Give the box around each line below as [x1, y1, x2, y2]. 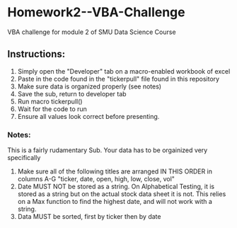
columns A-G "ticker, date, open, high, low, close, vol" [17, 175, 175, 183]
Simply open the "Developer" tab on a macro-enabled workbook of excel [17, 67, 231, 75]
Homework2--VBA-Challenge [7, 4, 185, 21]
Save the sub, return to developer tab [17, 89, 127, 98]
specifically [7, 154, 41, 162]
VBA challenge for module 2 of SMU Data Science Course [7, 28, 176, 36]
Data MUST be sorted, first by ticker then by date [17, 212, 161, 221]
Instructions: [7, 48, 66, 60]
